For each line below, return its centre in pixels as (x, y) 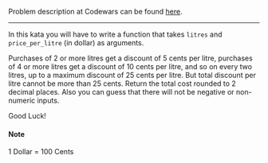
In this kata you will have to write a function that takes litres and (115, 34)
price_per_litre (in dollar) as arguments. (76, 43)
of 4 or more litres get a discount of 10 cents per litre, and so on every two (130, 66)
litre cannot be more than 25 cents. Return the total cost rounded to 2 (122, 83)
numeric (22, 100)
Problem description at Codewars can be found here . (95, 12)
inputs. (48, 100)
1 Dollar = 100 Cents (41, 152)
